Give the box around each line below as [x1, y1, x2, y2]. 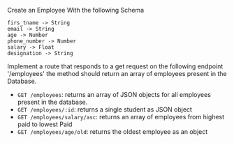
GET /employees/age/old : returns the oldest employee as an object [17, 128, 208, 135]
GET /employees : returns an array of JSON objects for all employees [17, 91, 212, 98]
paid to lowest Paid [17, 120, 73, 128]
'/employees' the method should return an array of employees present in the [7, 70, 227, 77]
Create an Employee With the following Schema [7, 6, 145, 14]
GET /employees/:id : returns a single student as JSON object [17, 105, 192, 114]
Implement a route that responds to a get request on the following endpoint [7, 62, 224, 70]
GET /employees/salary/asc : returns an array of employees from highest [17, 113, 225, 121]
